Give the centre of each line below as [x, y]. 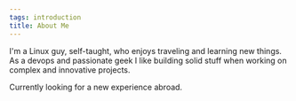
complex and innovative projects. [70, 70]
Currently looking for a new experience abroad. [96, 87]
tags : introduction [45, 17]
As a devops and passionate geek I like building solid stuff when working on [148, 60]
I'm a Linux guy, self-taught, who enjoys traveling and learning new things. [146, 50]
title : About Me [39, 26]
